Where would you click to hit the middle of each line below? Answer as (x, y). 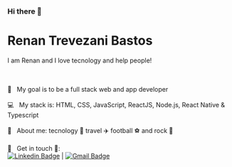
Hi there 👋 (25, 11)
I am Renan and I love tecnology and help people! (80, 60)
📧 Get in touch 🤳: (34, 148)
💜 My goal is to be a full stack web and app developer (88, 89)
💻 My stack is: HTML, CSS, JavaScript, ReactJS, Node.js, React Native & (116, 104)
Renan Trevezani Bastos (80, 41)
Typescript (23, 115)
